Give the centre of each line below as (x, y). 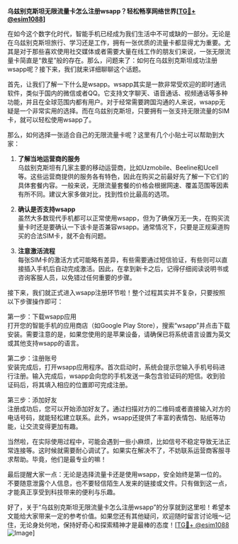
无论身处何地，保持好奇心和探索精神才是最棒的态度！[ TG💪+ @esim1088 (124, 525)
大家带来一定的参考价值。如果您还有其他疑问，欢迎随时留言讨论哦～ (125, 516)
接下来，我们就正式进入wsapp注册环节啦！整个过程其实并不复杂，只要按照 (116, 293)
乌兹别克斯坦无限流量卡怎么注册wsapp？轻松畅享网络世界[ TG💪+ (102, 11)
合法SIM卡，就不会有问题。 (70, 236)
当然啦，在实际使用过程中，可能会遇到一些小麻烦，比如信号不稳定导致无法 (116, 442)
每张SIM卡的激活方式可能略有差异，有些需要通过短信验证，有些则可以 (119, 260)
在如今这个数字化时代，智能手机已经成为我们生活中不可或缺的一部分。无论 (116, 34)
